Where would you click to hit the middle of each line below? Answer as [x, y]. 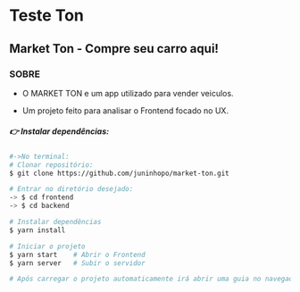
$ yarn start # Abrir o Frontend [77, 254]
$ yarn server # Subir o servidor [77, 263]
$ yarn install [37, 230]
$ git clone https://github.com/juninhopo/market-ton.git [119, 173]
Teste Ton [47, 16]
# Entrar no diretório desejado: [71, 189]
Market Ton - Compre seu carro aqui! [114, 49]
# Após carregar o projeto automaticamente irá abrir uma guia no [135, 279]
